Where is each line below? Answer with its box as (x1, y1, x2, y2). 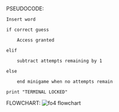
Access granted (17, 37, 55, 43)
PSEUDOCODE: (6, 5, 45, 12)
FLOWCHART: (6, 100, 41, 106)
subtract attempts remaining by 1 (17, 58, 102, 64)
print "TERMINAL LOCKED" (6, 89, 68, 95)
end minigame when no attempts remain (17, 79, 113, 85)
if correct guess (6, 27, 49, 33)
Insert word (6, 17, 36, 23)
